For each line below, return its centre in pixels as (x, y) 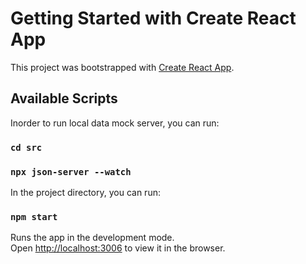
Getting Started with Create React (153, 18)
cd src (26, 147)
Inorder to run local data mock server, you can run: (115, 123)
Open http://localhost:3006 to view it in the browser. (118, 248)
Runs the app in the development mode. (92, 238)
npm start (34, 216)
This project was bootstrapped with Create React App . (122, 67)
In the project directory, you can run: (85, 192)
